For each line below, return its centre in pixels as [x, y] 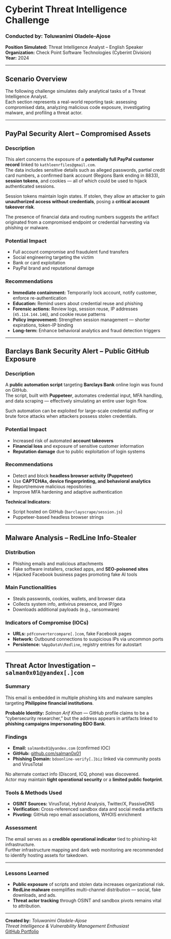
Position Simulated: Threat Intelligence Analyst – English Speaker [74, 47]
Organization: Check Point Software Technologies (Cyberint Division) [78, 52]
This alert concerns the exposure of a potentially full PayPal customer [80, 159]
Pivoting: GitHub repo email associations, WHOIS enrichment [77, 815]
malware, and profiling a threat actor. [44, 113]
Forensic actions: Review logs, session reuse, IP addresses [75, 309]
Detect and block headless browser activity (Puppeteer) [73, 475]
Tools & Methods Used [34, 793]
